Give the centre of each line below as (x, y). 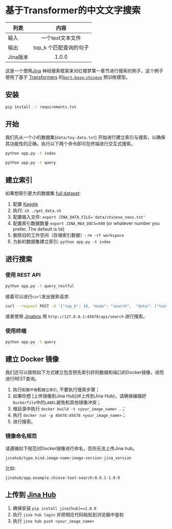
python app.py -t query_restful (40, 286)
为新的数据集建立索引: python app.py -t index (62, 241)
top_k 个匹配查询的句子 (61, 48)
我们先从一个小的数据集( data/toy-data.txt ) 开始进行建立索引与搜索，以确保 (85, 137)
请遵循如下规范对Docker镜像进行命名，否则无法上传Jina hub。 (71, 448)
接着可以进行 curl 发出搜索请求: (38, 296)
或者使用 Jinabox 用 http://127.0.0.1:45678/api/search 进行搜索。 (76, 316)
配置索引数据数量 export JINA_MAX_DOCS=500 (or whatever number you (86, 223)
